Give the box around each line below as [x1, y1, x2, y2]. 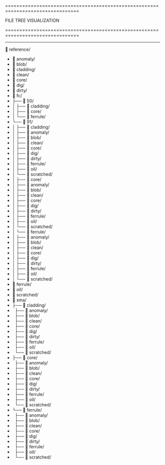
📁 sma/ [12, 297, 27, 303]
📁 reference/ [5, 46, 30, 52]
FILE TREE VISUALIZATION [5, 18, 60, 23]
